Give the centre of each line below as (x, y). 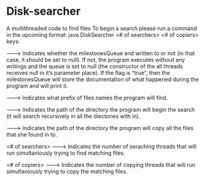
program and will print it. (37, 86)
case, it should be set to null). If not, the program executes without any (96, 60)
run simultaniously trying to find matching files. (66, 153)
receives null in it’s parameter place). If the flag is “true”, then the (88, 72)
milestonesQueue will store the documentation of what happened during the (103, 79)
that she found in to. (32, 134)
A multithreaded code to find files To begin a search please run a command (102, 28)
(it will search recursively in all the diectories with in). (73, 116)
